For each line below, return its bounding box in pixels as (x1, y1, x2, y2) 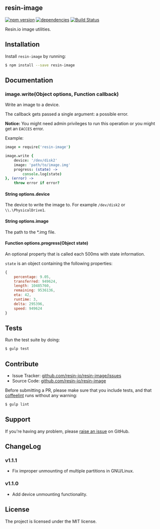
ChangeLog (5, 442, 41, 451)
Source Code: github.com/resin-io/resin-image (12, 378, 106, 384)
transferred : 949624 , (14, 279, 57, 284)
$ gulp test (5, 347, 29, 351)
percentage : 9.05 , (14, 274, 51, 279)
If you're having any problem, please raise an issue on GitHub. (5, 428, 130, 434)
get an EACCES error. (5, 126, 44, 132)
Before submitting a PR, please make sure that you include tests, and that (5, 387, 152, 393)
